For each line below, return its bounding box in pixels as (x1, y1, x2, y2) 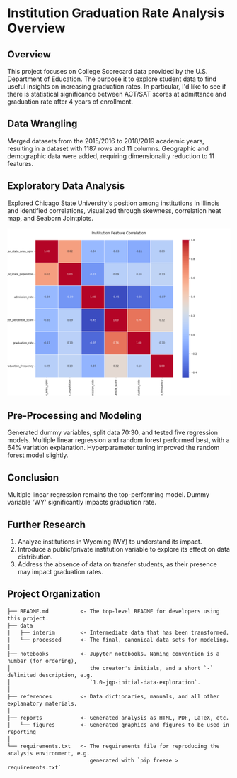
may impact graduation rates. (17, 568, 104, 576)
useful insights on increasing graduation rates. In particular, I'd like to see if (7, 82, 226, 90)
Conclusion (7, 471, 59, 483)
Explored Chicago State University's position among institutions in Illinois (7, 199, 220, 207)
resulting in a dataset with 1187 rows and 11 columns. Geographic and (7, 144, 209, 153)
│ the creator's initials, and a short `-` (7, 664, 214, 672)
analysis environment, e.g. (7, 750, 91, 757)
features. (7, 159, 34, 168)
